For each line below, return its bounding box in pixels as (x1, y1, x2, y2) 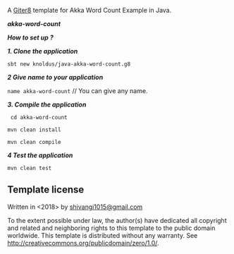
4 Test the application (7, 151, 73, 159)
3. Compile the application (7, 100, 87, 109)
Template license (7, 183, 85, 196)
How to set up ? (7, 33, 54, 42)
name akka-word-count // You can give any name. (7, 87, 148, 95)
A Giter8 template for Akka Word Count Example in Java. (7, 6, 172, 14)
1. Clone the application (7, 47, 78, 55)
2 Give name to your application (7, 73, 104, 81)
